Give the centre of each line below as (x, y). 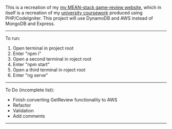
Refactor (22, 105)
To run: (13, 38)
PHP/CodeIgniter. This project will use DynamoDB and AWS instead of (79, 18)
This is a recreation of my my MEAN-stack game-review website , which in (83, 7)
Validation (23, 111)
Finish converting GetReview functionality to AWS (65, 100)
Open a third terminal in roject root (49, 70)
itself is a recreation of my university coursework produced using (74, 13)
